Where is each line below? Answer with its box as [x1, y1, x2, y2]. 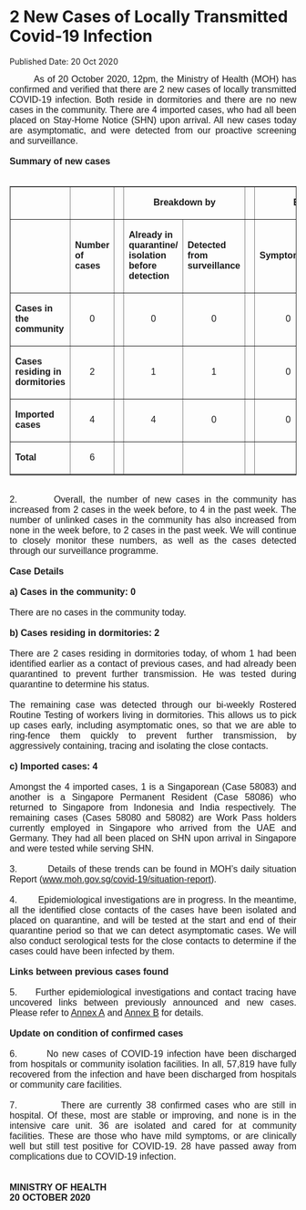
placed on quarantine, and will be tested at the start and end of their [9, 914, 297, 925]
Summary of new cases [9, 155, 111, 166]
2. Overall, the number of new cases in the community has [9, 494, 297, 505]
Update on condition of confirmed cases [9, 1027, 184, 1038]
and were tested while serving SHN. [9, 842, 155, 854]
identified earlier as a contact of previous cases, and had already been [9, 658, 297, 669]
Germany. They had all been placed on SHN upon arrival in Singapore [9, 832, 297, 843]
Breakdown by [153, 196, 217, 207]
